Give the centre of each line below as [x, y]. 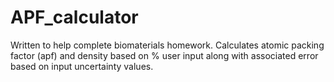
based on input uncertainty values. [82, 66]
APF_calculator [74, 17]
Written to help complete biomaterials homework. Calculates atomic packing [167, 45]
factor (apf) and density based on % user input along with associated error [164, 55]
